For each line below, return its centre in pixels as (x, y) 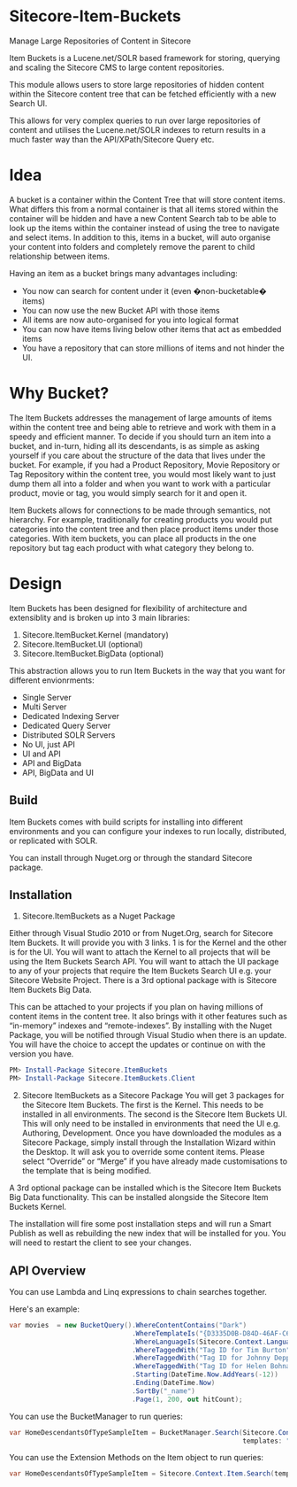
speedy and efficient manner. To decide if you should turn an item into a (140, 437)
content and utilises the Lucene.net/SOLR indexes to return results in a (138, 129)
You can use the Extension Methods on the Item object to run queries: (136, 1458)
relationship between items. (60, 256)
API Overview (48, 1270)
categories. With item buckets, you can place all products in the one (133, 538)
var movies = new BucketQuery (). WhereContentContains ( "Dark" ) (128, 1325)
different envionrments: (52, 680)
